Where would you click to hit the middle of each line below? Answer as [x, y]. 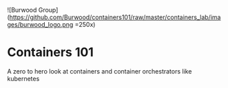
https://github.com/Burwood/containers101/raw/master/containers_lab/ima [115, 17]
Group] [48, 10]
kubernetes [23, 78]
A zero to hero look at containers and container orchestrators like [100, 71]
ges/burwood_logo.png [40, 24]
